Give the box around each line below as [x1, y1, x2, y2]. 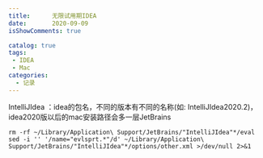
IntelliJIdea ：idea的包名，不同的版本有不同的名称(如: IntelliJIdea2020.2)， [8, 102, 257, 111]
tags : [8, 49, 27, 57]
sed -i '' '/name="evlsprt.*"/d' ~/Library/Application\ [8, 135, 205, 143]
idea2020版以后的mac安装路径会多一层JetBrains [8, 112, 172, 122]
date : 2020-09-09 [8, 19, 89, 27]
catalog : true [8, 41, 57, 49]
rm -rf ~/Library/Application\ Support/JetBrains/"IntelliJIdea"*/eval [8, 128, 255, 136]
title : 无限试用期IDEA [8, 11, 97, 20]
